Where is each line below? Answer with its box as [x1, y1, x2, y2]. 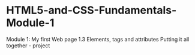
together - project [6, 42, 50, 49]
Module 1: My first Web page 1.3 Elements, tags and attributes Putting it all [6, 35, 190, 43]
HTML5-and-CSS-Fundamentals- [6, 4, 177, 17]
